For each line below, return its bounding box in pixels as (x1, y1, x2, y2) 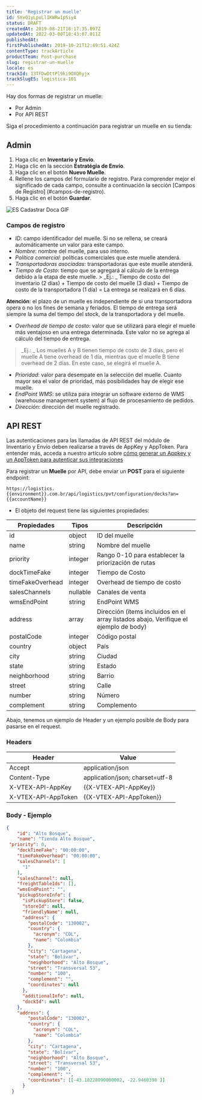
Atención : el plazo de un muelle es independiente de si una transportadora (6, 298, 192, 305)
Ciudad (97, 652, 117, 660)
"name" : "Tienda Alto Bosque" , (17, 836, 96, 842)
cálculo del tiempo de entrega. (14, 335, 91, 343)
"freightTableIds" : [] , (17, 881, 77, 887)
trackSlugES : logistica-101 (6, 76, 77, 82)
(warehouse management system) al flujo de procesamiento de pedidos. (14, 397, 195, 404)
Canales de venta (97, 588, 146, 596)
